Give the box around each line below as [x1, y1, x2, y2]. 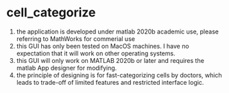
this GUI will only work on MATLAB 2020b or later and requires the [16, 56, 205, 64]
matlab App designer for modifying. [16, 64, 117, 72]
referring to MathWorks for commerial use [16, 34, 135, 42]
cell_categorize [6, 5, 96, 21]
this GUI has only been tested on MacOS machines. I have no [16, 42, 189, 50]
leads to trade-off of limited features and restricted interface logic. [16, 78, 204, 86]
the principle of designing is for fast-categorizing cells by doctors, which [16, 70, 222, 79]
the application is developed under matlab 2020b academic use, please [16, 27, 219, 36]
